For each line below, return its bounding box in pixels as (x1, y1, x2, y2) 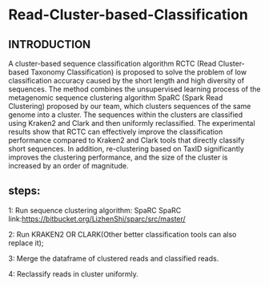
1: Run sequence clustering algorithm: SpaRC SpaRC (8, 205, 182, 215)
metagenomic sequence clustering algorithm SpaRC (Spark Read (8, 93, 223, 102)
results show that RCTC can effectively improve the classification (8, 127, 223, 136)
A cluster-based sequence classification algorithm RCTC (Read (8, 59, 217, 68)
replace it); (8, 238, 44, 248)
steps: (8, 184, 41, 198)
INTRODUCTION (8, 38, 91, 51)
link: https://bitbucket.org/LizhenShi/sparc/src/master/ (8, 214, 186, 224)
